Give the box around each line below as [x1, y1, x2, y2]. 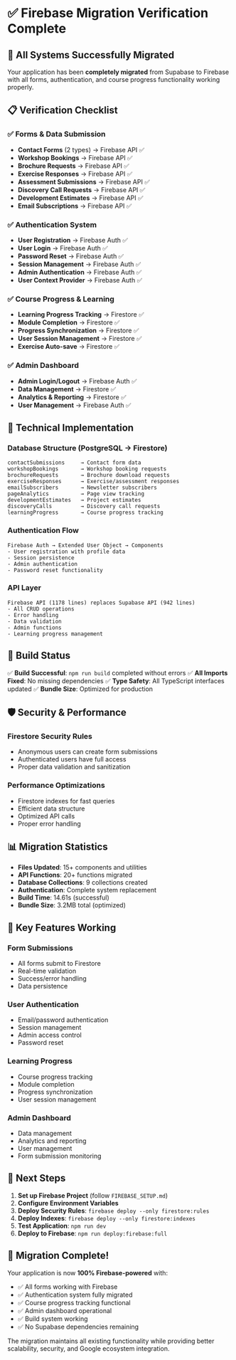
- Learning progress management [7, 630, 103, 638]
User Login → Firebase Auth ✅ [17, 243, 108, 252]
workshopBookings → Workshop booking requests [7, 465, 167, 473]
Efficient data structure [17, 804, 85, 813]
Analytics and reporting [17, 1137, 87, 1145]
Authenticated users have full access [17, 755, 127, 764]
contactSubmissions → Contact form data [7, 459, 141, 467]
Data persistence [17, 982, 68, 991]
